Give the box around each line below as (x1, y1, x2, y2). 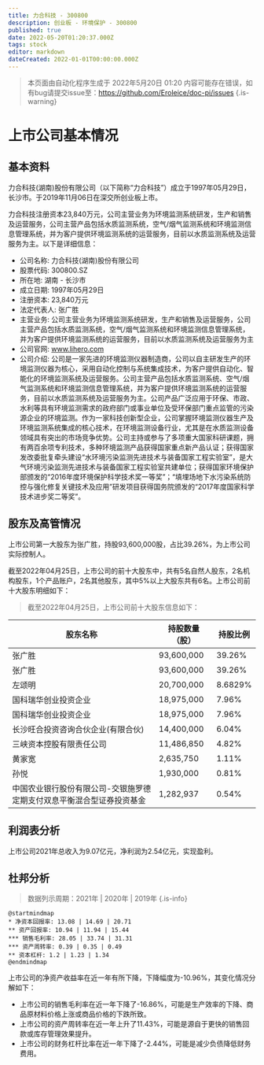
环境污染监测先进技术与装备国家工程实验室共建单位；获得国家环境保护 (26, 462, 254, 471)
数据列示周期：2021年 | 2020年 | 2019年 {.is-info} (27, 894, 188, 904)
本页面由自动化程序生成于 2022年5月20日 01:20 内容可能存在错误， (27, 78, 246, 87)
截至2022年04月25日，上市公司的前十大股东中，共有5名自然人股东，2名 (8, 566, 244, 575)
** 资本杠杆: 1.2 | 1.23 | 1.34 (8, 952, 110, 960)
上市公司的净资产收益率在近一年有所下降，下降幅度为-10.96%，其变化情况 (8, 973, 249, 982)
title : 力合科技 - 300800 (8, 11, 89, 20)
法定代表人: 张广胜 (19, 305, 79, 314)
